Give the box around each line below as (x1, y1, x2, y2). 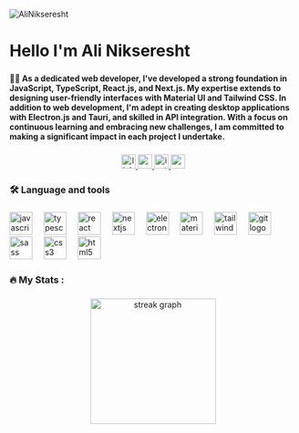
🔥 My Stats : (9, 273, 65, 286)
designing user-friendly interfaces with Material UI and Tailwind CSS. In (9, 92, 287, 104)
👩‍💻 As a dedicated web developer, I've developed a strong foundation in (9, 73, 287, 84)
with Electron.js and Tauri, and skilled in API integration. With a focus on (9, 112, 289, 123)
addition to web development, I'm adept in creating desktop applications (9, 102, 290, 113)
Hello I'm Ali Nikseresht (9, 41, 191, 61)
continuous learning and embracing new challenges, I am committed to (9, 121, 284, 132)
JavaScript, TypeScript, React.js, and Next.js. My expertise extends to (9, 83, 282, 94)
